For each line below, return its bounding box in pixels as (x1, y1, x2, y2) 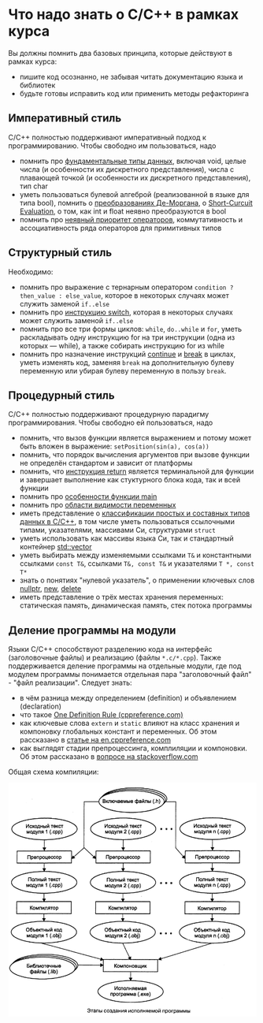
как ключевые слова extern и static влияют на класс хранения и (19, 719, 240, 728)
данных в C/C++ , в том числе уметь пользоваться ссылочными (19, 517, 235, 526)
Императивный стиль (8, 112, 122, 125)
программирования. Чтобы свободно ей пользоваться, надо (8, 418, 213, 427)
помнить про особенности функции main (19, 492, 157, 501)
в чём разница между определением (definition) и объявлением (19, 694, 237, 703)
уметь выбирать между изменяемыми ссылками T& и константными (19, 550, 252, 560)
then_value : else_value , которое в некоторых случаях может (19, 290, 230, 300)
